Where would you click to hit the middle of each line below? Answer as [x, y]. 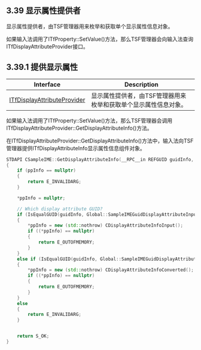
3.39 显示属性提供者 [43, 11]
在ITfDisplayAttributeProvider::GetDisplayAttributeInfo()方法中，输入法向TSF [100, 141]
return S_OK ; [33, 336]
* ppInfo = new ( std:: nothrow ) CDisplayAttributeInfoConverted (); [111, 270]
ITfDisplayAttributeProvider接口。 [47, 46]
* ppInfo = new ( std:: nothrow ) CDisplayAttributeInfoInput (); [106, 226]
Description [141, 84]
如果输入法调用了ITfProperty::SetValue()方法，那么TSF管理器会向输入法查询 [100, 39]
